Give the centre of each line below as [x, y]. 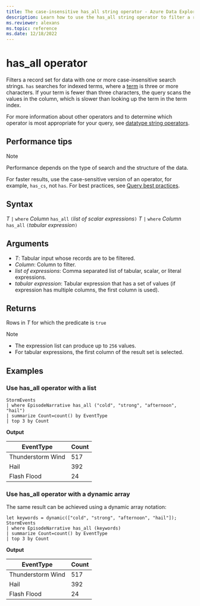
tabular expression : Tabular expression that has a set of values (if [95, 283]
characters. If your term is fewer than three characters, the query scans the [99, 92]
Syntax [20, 204]
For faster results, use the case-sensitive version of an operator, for [89, 179]
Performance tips [39, 142]
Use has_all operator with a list [51, 388]
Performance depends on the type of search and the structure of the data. [97, 167]
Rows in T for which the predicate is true [56, 323]
